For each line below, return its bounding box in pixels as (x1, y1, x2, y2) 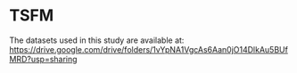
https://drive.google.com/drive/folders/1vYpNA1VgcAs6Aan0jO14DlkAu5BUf (9, 44, 288, 54)
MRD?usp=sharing (9, 53, 78, 64)
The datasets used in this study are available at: (9, 35, 185, 45)
